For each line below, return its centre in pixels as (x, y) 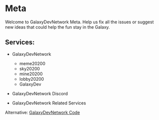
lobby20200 (32, 79)
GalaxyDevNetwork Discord (40, 93)
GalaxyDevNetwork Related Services (49, 103)
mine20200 (31, 74)
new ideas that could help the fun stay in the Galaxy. (58, 27)
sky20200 (30, 69)
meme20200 (32, 63)
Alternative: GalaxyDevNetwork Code (43, 112)
